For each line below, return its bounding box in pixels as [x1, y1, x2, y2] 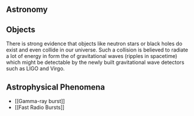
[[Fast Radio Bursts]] [14, 104, 64, 111]
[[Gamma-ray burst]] [14, 98, 66, 105]
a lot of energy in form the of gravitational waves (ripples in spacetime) [6, 53, 178, 60]
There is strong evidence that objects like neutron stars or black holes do [6, 40, 183, 47]
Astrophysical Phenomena [6, 82, 105, 92]
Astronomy [6, 5, 48, 15]
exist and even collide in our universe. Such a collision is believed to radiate [6, 46, 189, 53]
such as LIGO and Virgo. [6, 65, 65, 72]
